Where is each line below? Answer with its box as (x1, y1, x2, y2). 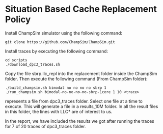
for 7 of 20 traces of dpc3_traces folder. (5, 123, 86, 129)
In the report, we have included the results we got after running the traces (5, 118, 155, 124)
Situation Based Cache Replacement (5, 3, 157, 15)
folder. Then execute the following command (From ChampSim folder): (5, 76, 148, 81)
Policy (5, 14, 31, 25)
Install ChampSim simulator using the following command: (5, 30, 123, 36)
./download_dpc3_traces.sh (5, 62, 60, 67)
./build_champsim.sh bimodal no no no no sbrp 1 (5, 85, 107, 90)
